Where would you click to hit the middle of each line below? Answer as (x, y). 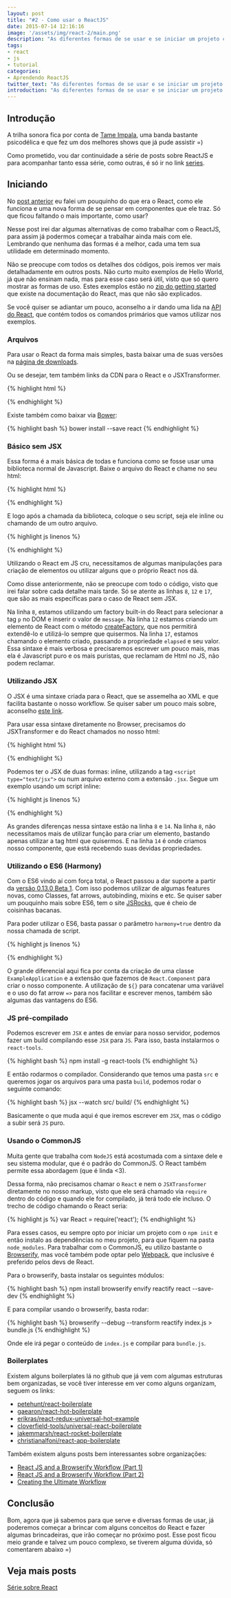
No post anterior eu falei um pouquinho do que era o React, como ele (105, 201)
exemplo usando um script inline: (54, 786)
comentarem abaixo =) (39, 1549)
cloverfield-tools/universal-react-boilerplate (79, 1426)
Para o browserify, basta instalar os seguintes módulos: (86, 1275)
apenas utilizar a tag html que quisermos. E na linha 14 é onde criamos (107, 840)
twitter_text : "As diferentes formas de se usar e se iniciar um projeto (115, 84)
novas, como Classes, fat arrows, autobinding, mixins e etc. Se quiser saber (114, 895)
